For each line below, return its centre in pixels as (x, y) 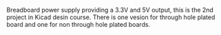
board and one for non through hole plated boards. (78, 24)
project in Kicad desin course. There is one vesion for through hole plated (111, 17)
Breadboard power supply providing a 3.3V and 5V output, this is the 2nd (110, 10)
